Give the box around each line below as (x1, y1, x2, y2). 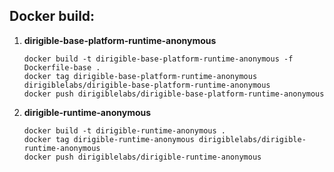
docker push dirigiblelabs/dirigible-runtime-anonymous (23, 152, 262, 162)
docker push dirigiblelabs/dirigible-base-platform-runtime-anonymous (23, 89, 325, 99)
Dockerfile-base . (23, 62, 101, 73)
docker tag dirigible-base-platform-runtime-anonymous (23, 71, 258, 81)
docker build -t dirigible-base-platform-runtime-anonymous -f (23, 54, 294, 64)
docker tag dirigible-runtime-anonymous (23, 134, 195, 144)
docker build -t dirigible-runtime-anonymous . (23, 125, 226, 136)
